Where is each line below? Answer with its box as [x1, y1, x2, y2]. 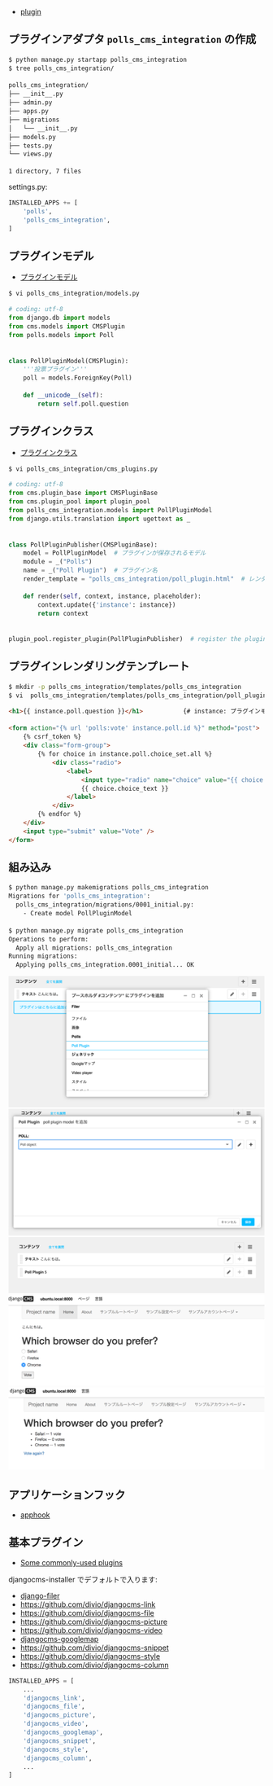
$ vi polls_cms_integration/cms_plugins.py [8, 464, 158, 473]
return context [37, 609, 89, 617]
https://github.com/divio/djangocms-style [19, 1651, 161, 1661]
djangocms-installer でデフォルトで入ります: [8, 1574, 158, 1584]
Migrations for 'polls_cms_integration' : [8, 892, 151, 901]
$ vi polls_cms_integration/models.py [8, 289, 140, 298]
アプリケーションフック [8, 1488, 126, 1502]
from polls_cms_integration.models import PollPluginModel [8, 507, 213, 515]
